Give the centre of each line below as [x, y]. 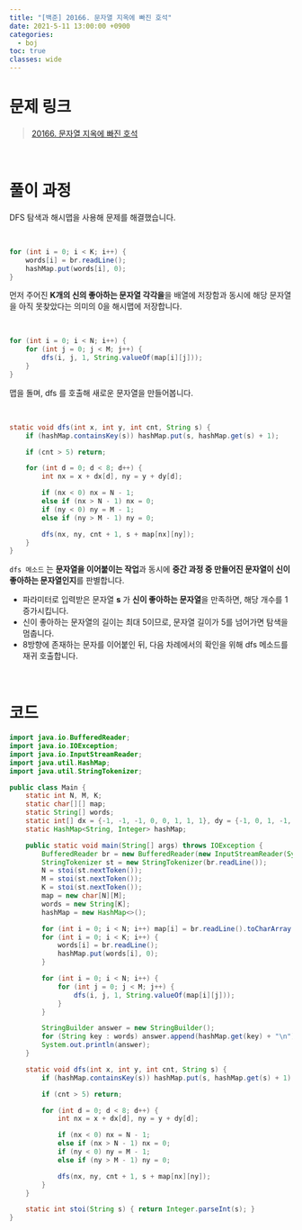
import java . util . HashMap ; [60, 763]
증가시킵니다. [45, 611]
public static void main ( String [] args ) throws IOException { [144, 846]
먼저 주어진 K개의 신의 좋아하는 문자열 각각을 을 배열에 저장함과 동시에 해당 [138, 295]
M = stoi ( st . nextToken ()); [92, 879]
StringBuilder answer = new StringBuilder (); [129, 1028]
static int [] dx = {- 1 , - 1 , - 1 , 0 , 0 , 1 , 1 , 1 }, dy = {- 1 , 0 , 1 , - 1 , [159, 821]
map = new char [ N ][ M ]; [84, 896]
